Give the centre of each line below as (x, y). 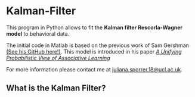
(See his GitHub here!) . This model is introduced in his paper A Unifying (94, 51)
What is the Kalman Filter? (56, 88)
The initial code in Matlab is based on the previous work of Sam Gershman (98, 45)
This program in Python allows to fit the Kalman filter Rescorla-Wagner (95, 27)
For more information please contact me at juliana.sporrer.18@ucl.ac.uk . (95, 69)
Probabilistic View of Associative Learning (58, 58)
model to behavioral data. (38, 33)
